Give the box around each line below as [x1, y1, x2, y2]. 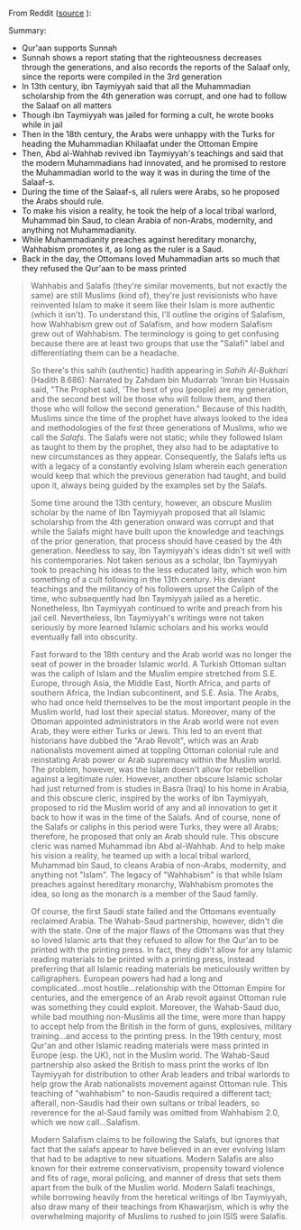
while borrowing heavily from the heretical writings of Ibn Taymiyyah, [30, 1192, 287, 1202]
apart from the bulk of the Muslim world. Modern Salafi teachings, [30, 1182, 276, 1193]
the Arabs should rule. [21, 196, 105, 207]
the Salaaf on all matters [21, 100, 112, 111]
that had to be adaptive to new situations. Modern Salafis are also [30, 1153, 275, 1164]
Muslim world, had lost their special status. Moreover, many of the [30, 707, 276, 717]
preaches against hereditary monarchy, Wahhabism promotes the [30, 879, 274, 889]
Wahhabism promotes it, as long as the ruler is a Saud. [21, 243, 224, 254]
